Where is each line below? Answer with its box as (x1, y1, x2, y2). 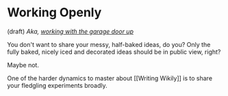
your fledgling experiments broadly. (7, 81, 107, 89)
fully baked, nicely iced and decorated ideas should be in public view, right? (7, 48, 221, 56)
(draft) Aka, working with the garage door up (7, 27, 134, 35)
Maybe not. (7, 61, 40, 69)
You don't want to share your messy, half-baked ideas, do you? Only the (7, 40, 211, 48)
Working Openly (7, 5, 102, 20)
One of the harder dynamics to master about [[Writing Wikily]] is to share (7, 74, 213, 82)
